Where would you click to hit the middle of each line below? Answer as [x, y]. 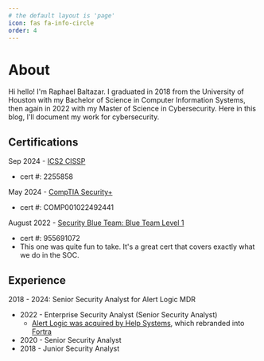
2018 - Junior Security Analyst [70, 348]
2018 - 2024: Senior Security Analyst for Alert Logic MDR [102, 299]
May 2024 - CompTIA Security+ [60, 192]
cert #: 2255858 [47, 177]
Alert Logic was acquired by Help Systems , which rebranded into [138, 323]
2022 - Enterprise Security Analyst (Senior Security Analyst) [118, 314]
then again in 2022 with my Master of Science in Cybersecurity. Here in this [132, 109]
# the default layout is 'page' [62, 16]
